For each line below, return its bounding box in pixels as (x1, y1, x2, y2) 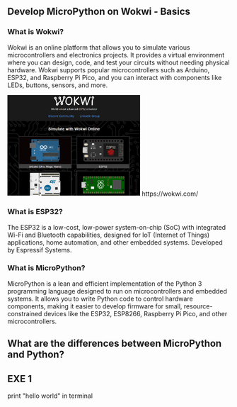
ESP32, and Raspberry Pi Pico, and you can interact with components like (7, 73, 222, 82)
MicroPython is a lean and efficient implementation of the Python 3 (7, 279, 202, 288)
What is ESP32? (7, 207, 64, 217)
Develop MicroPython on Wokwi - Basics (7, 6, 191, 18)
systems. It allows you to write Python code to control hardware (7, 294, 193, 303)
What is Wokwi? (7, 27, 64, 37)
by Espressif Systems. (7, 245, 72, 254)
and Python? (7, 349, 65, 361)
